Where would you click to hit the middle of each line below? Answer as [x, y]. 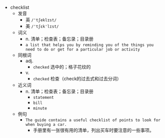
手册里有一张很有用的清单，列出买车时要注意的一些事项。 [93, 130]
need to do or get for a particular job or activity [83, 49]
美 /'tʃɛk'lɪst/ [42, 26]
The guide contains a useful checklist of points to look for [93, 120]
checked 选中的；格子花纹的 [62, 67]
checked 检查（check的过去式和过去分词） [77, 79]
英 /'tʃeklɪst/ [41, 20]
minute [40, 108]
